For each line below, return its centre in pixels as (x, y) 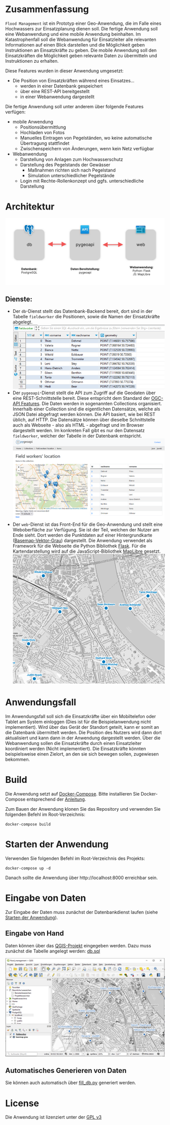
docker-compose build (28, 824)
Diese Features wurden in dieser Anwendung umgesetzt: (65, 71)
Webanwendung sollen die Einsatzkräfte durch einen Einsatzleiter (73, 743)
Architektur (30, 207)
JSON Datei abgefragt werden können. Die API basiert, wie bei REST (84, 414)
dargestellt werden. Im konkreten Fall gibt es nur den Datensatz (79, 431)
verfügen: (15, 112)
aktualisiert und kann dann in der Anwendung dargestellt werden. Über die (83, 738)
